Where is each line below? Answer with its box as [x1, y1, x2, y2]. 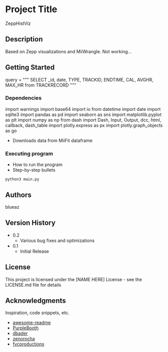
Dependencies [5, 95, 42, 102]
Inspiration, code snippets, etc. [5, 310, 70, 316]
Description [5, 35, 43, 44]
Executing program [5, 150, 53, 157]
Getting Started [5, 63, 55, 72]
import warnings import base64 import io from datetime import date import [5, 106, 161, 112]
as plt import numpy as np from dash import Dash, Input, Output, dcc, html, [5, 116, 161, 123]
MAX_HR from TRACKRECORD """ [5, 82, 77, 88]
